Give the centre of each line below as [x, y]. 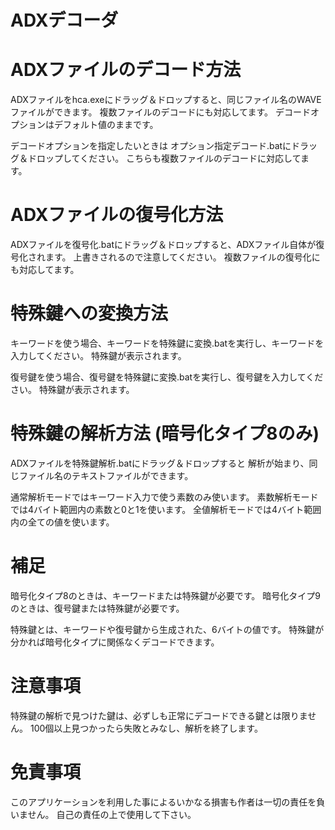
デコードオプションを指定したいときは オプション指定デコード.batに [151, 146]
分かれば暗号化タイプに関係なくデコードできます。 [115, 642]
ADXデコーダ [64, 20]
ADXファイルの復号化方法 [117, 215]
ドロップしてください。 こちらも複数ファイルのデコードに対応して [164, 158]
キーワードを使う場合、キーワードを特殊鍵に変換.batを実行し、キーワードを [167, 343]
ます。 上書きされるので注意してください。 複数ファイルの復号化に [182, 257]
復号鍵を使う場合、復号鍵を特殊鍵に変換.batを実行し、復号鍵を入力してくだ [167, 377]
